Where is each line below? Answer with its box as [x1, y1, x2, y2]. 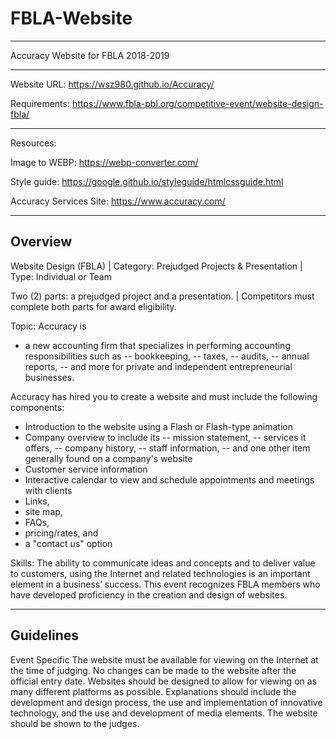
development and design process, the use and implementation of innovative [10, 696, 323, 708]
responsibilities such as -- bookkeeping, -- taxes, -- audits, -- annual [24, 350, 310, 362]
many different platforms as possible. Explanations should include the [10, 685, 297, 697]
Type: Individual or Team [10, 270, 112, 282]
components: [10, 401, 65, 413]
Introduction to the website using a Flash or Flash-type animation [24, 420, 293, 432]
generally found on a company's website [24, 452, 193, 464]
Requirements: [10, 97, 70, 109]
